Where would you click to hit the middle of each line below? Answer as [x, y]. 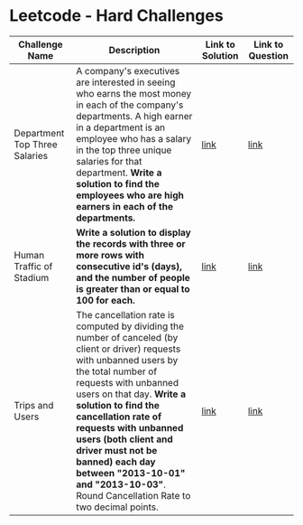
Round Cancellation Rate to [133, 495]
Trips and [34, 405]
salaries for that [109, 161]
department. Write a [119, 173]
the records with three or [131, 243]
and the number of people [133, 277]
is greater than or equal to [133, 288]
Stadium [32, 277]
